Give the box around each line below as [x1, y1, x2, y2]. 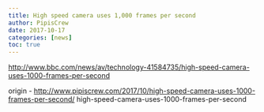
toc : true [8, 41, 41, 49]
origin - [8, 86, 32, 95]
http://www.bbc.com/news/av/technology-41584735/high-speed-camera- [8, 62, 251, 72]
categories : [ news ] [8, 33, 73, 42]
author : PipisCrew [8, 19, 69, 27]
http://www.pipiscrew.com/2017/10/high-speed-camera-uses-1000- [33, 86, 255, 95]
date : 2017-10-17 [8, 26, 66, 34]
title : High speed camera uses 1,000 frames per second [8, 11, 196, 20]
